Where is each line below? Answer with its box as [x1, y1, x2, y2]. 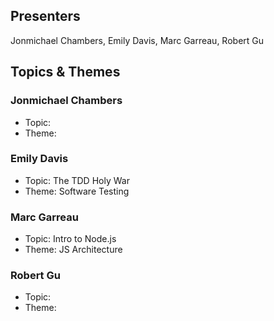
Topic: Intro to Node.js [24, 233, 117, 245]
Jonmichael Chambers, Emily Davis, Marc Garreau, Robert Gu [10, 34, 265, 46]
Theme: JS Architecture [24, 244, 123, 256]
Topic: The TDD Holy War [24, 174, 130, 186]
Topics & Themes [10, 64, 121, 81]
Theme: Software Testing [24, 185, 130, 197]
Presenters [10, 8, 81, 25]
